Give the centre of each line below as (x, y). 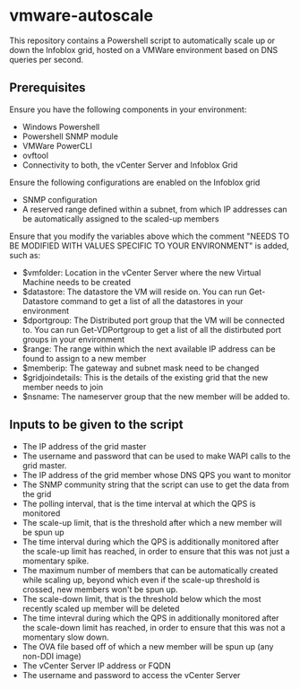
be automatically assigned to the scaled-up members (120, 218)
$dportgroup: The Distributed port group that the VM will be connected (153, 320)
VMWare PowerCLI (57, 145)
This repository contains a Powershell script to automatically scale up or (142, 40)
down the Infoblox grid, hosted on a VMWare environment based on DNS (144, 49)
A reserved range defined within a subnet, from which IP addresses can (155, 209)
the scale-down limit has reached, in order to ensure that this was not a (154, 627)
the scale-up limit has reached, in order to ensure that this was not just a (156, 551)
